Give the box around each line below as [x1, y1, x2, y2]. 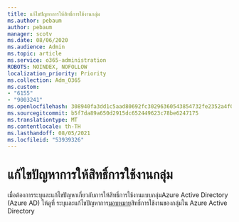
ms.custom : [7, 83, 40, 90]
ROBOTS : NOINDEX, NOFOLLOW [7, 63, 87, 70]
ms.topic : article [7, 51, 62, 58]
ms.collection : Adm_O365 [7, 76, 81, 84]
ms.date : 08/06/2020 [7, 37, 69, 44]
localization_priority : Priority [7, 70, 107, 77]
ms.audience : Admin [7, 43, 65, 51]
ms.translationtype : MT [7, 116, 78, 123]
